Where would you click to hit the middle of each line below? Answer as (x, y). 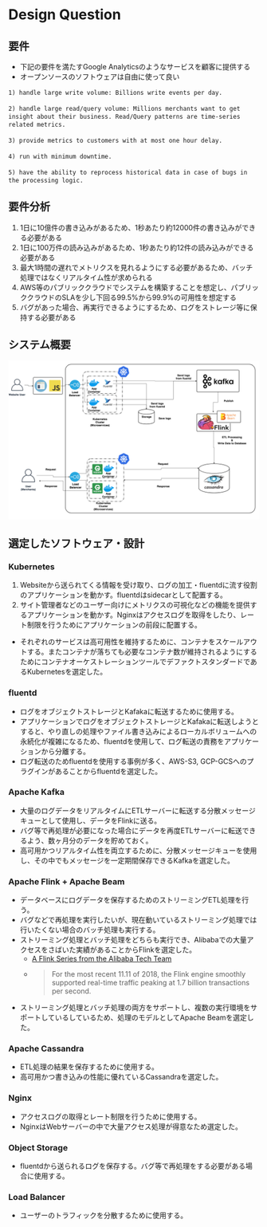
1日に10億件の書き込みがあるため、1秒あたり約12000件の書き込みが (131, 227)
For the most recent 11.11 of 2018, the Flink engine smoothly (149, 974)
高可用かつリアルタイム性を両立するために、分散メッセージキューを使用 (138, 850)
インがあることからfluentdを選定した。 (98, 771)
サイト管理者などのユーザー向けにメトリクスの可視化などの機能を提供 (135, 605)
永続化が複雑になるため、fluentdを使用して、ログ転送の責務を (122, 741)
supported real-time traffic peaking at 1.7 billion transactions (150, 983)
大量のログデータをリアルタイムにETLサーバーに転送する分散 (120, 810)
